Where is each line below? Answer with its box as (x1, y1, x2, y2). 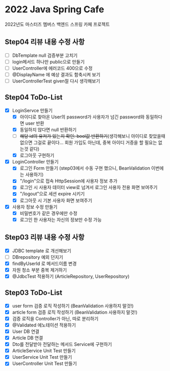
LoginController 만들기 (12, 159, 59, 165)
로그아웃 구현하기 (19, 152, 55, 158)
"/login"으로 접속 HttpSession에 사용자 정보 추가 (19, 178, 118, 184)
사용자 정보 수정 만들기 (12, 203, 58, 210)
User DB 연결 (12, 328, 39, 334)
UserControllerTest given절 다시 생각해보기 (12, 78, 101, 84)
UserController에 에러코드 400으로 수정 (12, 65, 93, 71)
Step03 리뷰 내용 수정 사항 (5, 233, 85, 242)
